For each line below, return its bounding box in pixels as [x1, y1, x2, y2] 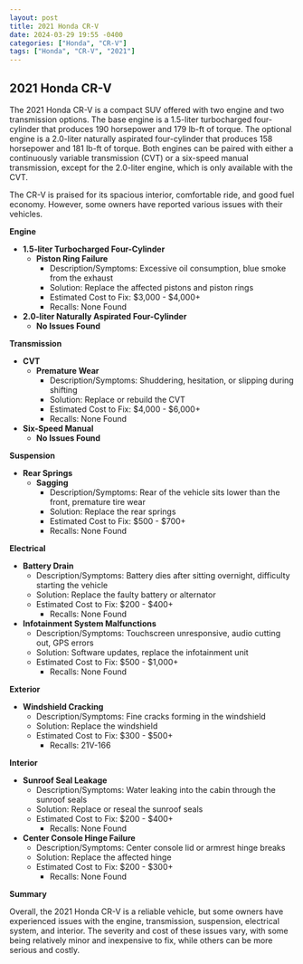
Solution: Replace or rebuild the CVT [49, 394, 185, 405]
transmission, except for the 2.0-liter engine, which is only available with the [9, 162, 294, 173]
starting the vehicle [35, 579, 109, 590]
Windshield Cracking [22, 701, 104, 711]
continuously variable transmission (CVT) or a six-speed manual [9, 152, 249, 163]
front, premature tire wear [49, 496, 147, 507]
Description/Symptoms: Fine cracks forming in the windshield [35, 711, 267, 721]
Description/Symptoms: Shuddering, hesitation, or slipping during [49, 375, 294, 386]
